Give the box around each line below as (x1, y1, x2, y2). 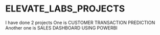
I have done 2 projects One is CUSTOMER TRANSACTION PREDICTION (5, 19, 155, 25)
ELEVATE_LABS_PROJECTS (5, 3, 125, 14)
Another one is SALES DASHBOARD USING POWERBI (5, 24, 118, 30)
